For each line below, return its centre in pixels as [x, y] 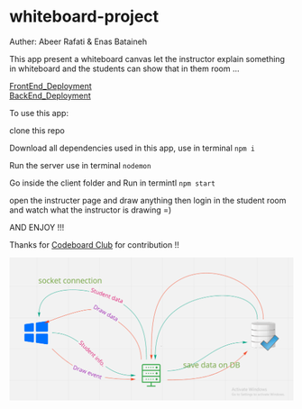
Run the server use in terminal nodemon [80, 165]
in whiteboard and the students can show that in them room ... [125, 68]
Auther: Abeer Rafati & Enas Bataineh [78, 41]
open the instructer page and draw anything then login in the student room [148, 200]
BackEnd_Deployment [50, 95]
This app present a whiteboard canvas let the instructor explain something [147, 59]
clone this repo [37, 130]
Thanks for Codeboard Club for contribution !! [95, 244]
